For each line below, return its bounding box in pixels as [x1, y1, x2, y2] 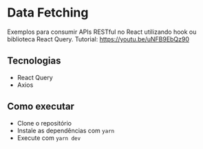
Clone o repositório [17, 119, 72, 127]
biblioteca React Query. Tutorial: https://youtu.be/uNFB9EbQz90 [7, 34, 190, 43]
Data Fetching [7, 5, 89, 21]
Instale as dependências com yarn [17, 126, 115, 135]
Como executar [7, 101, 74, 112]
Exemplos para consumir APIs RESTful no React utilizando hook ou [7, 28, 197, 36]
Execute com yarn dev [17, 133, 81, 142]
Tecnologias [7, 55, 61, 67]
